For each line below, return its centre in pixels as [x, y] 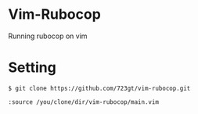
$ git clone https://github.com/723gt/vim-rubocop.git [99, 88]
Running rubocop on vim [48, 36]
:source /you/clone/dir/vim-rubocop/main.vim [83, 102]
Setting [32, 68]
